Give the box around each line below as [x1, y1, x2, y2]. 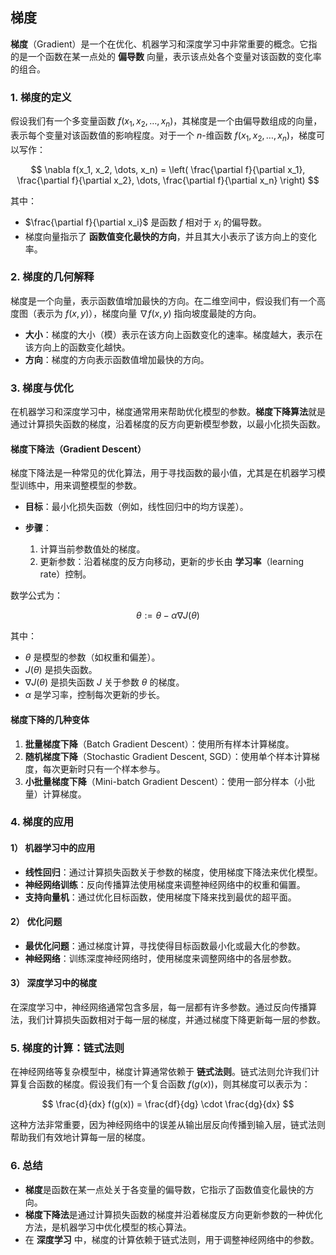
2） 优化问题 [10, 916, 63, 928]
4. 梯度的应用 [10, 815, 75, 829]
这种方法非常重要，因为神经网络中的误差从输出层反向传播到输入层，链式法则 [10, 1119, 326, 1131]
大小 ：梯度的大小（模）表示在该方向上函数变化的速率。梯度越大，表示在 [24, 328, 323, 340]
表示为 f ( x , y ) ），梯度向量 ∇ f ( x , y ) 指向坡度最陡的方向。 [36, 307, 262, 319]
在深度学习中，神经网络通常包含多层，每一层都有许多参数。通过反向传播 [10, 1001, 308, 1013]
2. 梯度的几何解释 [10, 270, 95, 284]
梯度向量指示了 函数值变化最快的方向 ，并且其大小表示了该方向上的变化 [24, 230, 317, 242]
